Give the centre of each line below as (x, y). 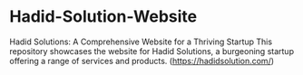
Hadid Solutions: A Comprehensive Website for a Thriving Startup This (141, 42)
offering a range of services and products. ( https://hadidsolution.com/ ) (142, 61)
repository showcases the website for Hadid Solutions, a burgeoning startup (152, 51)
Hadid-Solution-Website (103, 17)
